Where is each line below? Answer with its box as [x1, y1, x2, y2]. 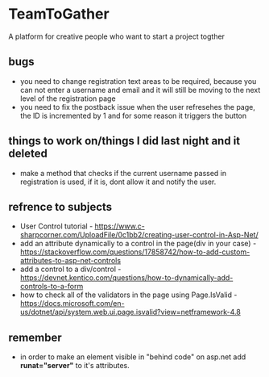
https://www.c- [94, 221, 145, 231]
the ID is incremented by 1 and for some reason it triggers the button [19, 111, 247, 120]
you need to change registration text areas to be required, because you [19, 76, 257, 86]
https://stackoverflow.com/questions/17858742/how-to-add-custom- [19, 247, 250, 257]
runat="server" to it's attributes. [19, 361, 130, 371]
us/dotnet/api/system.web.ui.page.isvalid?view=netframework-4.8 [19, 308, 242, 317]
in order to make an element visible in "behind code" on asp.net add [19, 352, 246, 362]
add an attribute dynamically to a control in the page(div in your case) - [19, 239, 257, 249]
